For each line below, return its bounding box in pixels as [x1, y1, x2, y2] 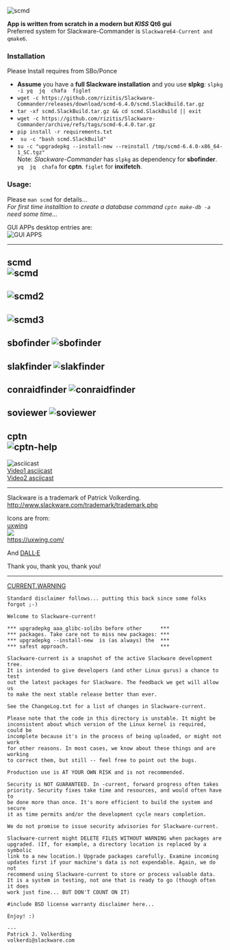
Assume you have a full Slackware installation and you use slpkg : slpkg [16, 80, 223, 88]
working [7, 751, 29, 758]
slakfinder [7, 361, 52, 372]
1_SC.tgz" [16, 149, 46, 156]
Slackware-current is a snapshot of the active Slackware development [7, 655, 213, 662]
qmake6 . [7, 34, 27, 42]
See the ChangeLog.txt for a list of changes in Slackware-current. [7, 703, 207, 710]
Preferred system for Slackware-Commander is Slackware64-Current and [7, 27, 213, 35]
